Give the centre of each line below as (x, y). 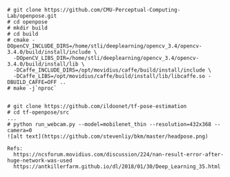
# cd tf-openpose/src (38, 112)
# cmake (18, 40)
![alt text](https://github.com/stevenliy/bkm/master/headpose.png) (108, 136)
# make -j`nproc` (32, 88)
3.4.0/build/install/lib (43, 64)
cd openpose (31, 22)
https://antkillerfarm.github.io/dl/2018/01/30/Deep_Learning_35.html (117, 167)
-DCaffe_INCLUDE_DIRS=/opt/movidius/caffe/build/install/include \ (113, 70)
